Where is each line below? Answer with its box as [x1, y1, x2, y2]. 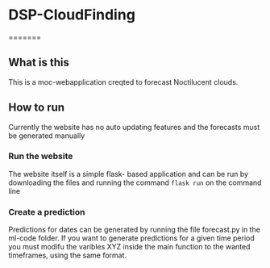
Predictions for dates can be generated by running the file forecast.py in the [8, 224, 260, 235]
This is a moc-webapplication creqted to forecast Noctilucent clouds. [8, 77, 239, 86]
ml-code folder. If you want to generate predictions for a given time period [8, 233, 255, 243]
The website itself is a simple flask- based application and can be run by [8, 169, 248, 178]
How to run [8, 101, 65, 115]
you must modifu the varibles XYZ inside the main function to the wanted [8, 242, 251, 252]
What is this [8, 56, 70, 69]
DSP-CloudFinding [8, 6, 135, 24]
